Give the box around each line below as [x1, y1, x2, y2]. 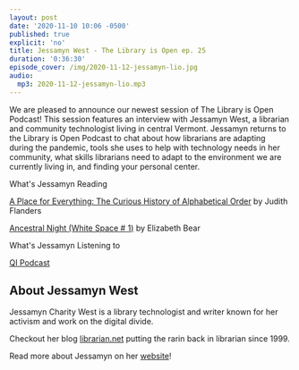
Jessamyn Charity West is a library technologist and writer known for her [9, 307, 278, 317]
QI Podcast [9, 256, 51, 268]
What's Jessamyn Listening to [9, 240, 121, 250]
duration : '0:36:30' [9, 55, 87, 63]
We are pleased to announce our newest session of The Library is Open [9, 104, 274, 114]
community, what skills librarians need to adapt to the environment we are [9, 151, 282, 162]
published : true [9, 29, 70, 38]
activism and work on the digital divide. [9, 316, 154, 327]
